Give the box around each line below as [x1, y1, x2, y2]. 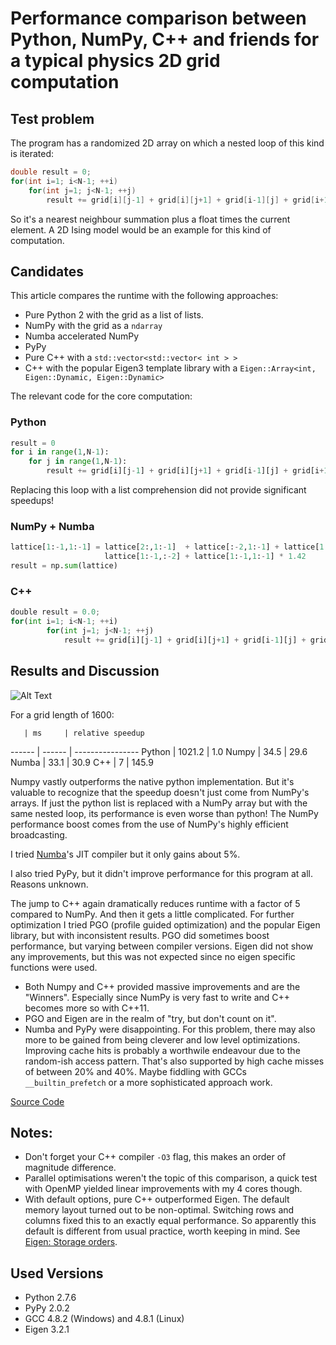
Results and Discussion [10, 663, 160, 680]
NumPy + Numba [10, 520, 95, 534]
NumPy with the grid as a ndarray [24, 320, 163, 332]
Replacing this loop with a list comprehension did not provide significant [10, 484, 307, 496]
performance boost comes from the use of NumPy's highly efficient [10, 818, 289, 830]
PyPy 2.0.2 [24, 1302, 70, 1314]
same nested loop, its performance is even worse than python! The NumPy [10, 807, 319, 819]
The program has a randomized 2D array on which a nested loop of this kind [10, 137, 325, 149]
